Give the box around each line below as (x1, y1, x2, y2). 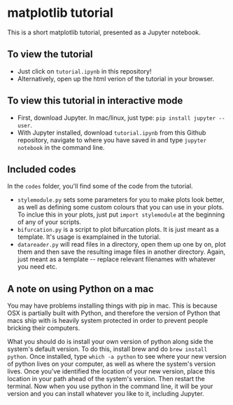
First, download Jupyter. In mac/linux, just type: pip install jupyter (17, 114, 216, 122)
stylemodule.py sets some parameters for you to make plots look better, (17, 195, 225, 204)
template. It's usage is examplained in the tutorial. (17, 233, 161, 241)
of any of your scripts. (17, 218, 82, 226)
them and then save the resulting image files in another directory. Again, (17, 247, 226, 256)
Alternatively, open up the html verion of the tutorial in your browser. (17, 74, 215, 83)
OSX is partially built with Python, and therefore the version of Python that (7, 309, 220, 317)
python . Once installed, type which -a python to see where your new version (7, 352, 227, 361)
